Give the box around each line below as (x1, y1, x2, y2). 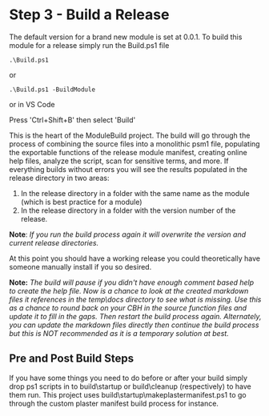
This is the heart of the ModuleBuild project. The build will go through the (9, 130, 251, 140)
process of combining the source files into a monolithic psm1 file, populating (9, 138, 260, 149)
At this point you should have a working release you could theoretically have (9, 254, 261, 263)
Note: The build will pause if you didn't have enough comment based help (9, 278, 255, 287)
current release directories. (9, 238, 99, 247)
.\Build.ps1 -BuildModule (9, 86, 95, 94)
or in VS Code (9, 99, 55, 109)
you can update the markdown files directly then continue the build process (9, 320, 259, 330)
